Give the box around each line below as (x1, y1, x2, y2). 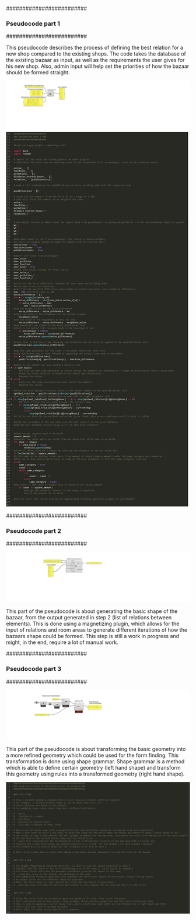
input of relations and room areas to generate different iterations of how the (6, 626, 188, 633)
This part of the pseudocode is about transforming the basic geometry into (6, 746, 186, 753)
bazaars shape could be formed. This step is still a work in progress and (6, 633, 180, 640)
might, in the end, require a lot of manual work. (6, 639, 118, 646)
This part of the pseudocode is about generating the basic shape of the (6, 608, 178, 615)
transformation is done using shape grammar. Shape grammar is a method (6, 758, 185, 765)
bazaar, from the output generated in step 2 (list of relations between (6, 614, 172, 621)
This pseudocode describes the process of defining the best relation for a (6, 44, 184, 51)
